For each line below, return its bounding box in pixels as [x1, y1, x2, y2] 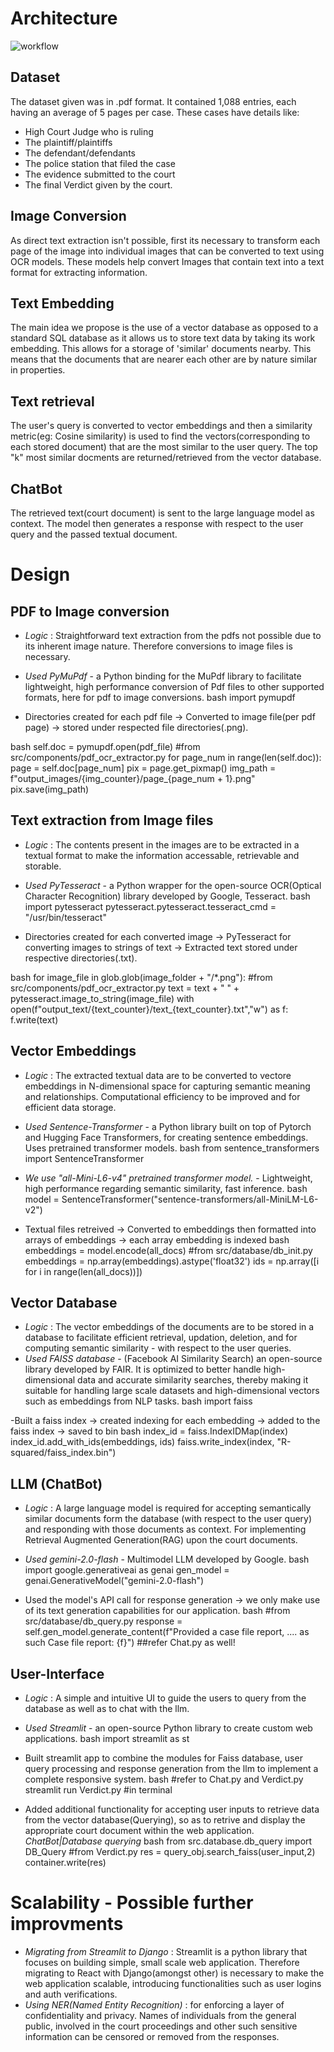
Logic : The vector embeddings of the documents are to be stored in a [24, 1321, 315, 1333]
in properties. [10, 364, 66, 376]
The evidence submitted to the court [24, 168, 176, 180]
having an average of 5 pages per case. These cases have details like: [10, 106, 300, 118]
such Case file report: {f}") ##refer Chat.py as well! [24, 1637, 236, 1649]
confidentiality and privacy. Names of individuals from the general [24, 2010, 297, 2021]
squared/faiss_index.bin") [10, 1447, 117, 1459]
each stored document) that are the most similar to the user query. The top [10, 441, 318, 453]
